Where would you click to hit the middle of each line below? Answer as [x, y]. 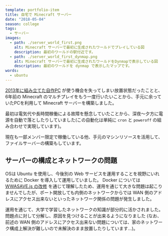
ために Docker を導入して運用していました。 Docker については [75, 180]
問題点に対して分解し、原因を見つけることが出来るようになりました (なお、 [83, 216]
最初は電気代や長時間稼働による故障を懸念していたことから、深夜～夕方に [82, 113]
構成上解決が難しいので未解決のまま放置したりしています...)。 [73, 228]
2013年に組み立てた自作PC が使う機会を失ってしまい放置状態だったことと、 [84, 90]
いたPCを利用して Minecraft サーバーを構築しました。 [61, 103]
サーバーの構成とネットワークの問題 [61, 161]
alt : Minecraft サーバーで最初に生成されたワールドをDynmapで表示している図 [86, 61]
